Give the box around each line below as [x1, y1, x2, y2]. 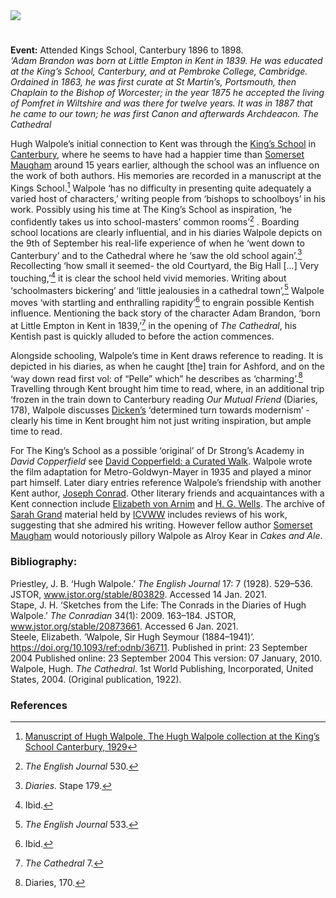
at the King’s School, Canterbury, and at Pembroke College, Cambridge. [10, 65, 308, 78]
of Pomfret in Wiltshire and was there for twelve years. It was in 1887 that [10, 97, 313, 109]
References [10, 698, 68, 712]
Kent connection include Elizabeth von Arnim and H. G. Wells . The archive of [10, 498, 326, 510]
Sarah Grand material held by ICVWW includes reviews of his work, [10, 509, 288, 521]
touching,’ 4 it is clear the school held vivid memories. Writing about [10, 270, 287, 284]
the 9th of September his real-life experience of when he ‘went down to [10, 237, 305, 249]
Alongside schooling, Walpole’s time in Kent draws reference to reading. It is [10, 349, 324, 361]
